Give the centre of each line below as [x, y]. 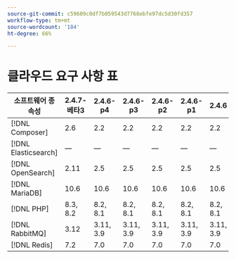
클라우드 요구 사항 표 [63, 76]
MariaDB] [26, 193]
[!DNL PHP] [30, 209]
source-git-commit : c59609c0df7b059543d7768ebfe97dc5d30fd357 [100, 14]
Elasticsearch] [34, 153]
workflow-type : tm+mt [39, 20]
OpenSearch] [33, 173]
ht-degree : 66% [29, 33]
